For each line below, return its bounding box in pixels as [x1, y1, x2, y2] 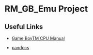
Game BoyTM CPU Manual [11, 35, 65, 41]
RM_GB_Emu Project [4, 3, 88, 14]
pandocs [11, 45, 30, 50]
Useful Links [4, 23, 43, 31]
